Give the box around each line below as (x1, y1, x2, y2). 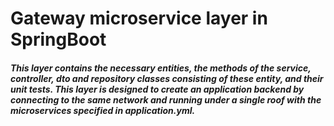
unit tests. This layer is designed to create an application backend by (10, 83, 305, 95)
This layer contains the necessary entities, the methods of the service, (10, 62, 312, 74)
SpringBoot (10, 28, 107, 51)
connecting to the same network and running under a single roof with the (10, 93, 322, 106)
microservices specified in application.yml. (10, 104, 196, 116)
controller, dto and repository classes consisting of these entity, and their (10, 72, 324, 84)
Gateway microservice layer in (10, 7, 268, 30)
